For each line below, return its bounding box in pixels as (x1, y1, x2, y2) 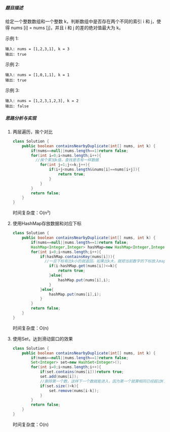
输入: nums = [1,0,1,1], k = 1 (5, 72, 70, 77)
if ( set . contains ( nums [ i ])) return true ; (39, 369, 124, 374)
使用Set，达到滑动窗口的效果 (12, 335, 73, 341)
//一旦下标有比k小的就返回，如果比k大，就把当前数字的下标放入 (45, 258, 159, 264)
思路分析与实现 (5, 115, 36, 121)
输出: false (5, 104, 29, 109)
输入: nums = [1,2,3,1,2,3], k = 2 (5, 98, 79, 103)
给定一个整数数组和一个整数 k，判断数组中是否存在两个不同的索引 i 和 (5, 18, 150, 24)
